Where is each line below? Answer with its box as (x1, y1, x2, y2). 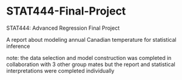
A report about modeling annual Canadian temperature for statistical (6, 36, 177, 43)
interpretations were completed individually (6, 67, 115, 74)
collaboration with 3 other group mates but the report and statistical (6, 61, 176, 68)
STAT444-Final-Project (6, 4, 126, 18)
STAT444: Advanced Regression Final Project (6, 24, 120, 32)
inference (6, 42, 30, 50)
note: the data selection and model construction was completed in (6, 54, 172, 61)
